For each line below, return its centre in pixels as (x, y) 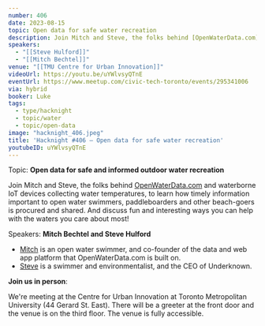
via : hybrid (28, 89)
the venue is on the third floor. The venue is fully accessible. (106, 313)
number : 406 (28, 15)
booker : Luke (30, 96)
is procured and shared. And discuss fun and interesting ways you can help (131, 211)
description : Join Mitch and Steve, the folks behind (99, 37)
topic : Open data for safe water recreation (82, 30)
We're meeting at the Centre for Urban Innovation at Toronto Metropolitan (127, 297)
